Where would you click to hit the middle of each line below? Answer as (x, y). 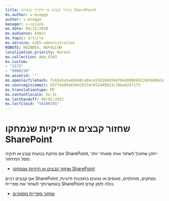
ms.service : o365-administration (40, 43)
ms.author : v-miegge (27, 15)
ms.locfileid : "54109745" (32, 104)
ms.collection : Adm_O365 (31, 57)
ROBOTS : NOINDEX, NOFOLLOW (33, 47)
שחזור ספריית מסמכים (33, 194)
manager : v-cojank (24, 24)
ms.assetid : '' (21, 76)
